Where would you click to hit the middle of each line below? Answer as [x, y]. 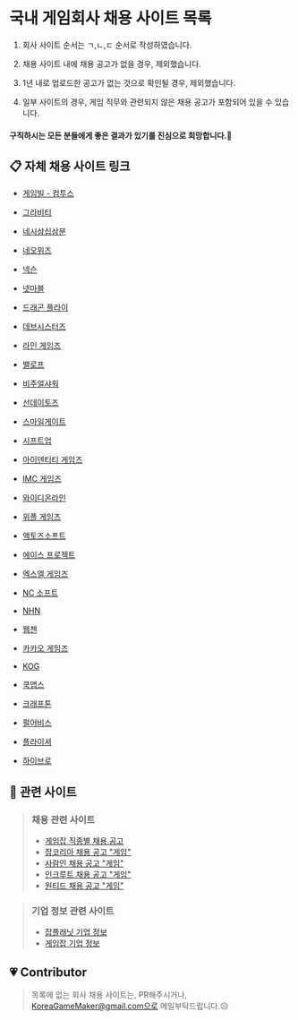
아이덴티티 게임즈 [52, 460]
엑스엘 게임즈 [45, 574]
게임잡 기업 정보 [72, 943]
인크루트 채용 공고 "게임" [88, 875]
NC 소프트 [40, 593]
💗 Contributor [48, 972]
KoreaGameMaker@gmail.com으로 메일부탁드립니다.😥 [130, 1006]
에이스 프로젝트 [49, 555]
